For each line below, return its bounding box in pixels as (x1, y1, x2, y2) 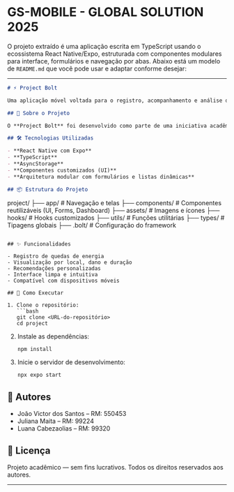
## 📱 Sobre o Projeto (7, 110, 70, 117)
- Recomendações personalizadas (7, 264, 101, 272)
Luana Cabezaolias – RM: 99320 (17, 424, 111, 433)
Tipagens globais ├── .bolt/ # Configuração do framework (7, 221, 176, 229)
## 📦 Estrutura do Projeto (7, 186, 88, 193)
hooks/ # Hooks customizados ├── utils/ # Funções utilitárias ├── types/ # (7, 214, 225, 222)
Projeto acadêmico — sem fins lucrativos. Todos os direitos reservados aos (7, 463, 224, 471)
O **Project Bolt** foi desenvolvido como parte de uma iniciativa (7, 122, 208, 129)
